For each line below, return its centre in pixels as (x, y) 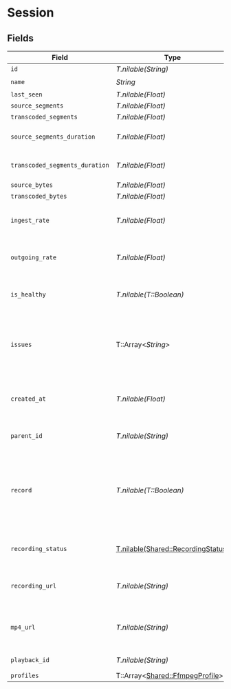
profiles (25, 676)
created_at (28, 399)
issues (21, 344)
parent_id (26, 436)
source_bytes (32, 185)
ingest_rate (30, 220)
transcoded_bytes (39, 196)
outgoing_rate (34, 258)
